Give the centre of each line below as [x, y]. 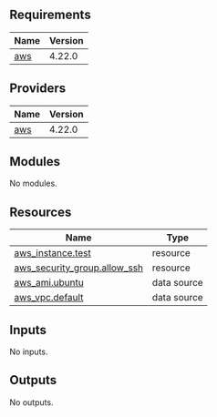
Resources [41, 212]
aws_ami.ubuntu [49, 283]
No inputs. [29, 352]
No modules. [33, 183]
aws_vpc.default [49, 298]
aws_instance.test [52, 253]
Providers [38, 89]
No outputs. [31, 402]
